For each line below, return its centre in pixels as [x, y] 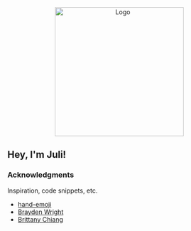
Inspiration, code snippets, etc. [53, 190]
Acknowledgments [41, 175]
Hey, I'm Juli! [37, 155]
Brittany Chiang [40, 219]
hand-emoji [34, 204]
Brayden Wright [40, 212]
